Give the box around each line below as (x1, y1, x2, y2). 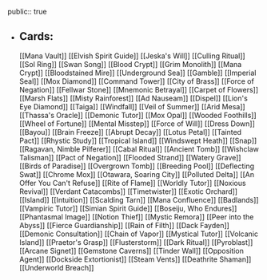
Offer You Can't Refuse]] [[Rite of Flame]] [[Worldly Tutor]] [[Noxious (18, 178, 246, 187)
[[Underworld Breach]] (18, 262, 94, 272)
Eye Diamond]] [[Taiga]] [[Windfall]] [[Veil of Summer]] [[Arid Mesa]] (18, 101, 245, 111)
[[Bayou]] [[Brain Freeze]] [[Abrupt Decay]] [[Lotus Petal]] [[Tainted (18, 127, 241, 136)
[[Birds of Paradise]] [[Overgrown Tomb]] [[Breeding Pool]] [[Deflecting (18, 161, 255, 171)
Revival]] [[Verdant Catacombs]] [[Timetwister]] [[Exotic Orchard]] (18, 187, 237, 196)
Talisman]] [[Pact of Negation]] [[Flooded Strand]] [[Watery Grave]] (18, 152, 241, 162)
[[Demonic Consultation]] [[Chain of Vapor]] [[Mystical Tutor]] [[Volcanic (18, 229, 259, 239)
